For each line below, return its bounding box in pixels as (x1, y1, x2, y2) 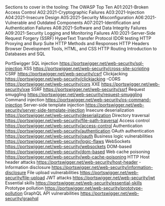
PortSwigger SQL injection (5, 61, 59, 66)
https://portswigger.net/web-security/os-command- (45, 97, 151, 102)
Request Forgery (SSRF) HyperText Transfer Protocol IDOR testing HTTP (5, 35, 152, 41)
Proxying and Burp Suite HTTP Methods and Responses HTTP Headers (5, 41, 149, 46)
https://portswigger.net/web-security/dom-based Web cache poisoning (5, 149, 150, 155)
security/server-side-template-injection (5, 107, 85, 113)
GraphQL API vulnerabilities (24, 190, 80, 196)
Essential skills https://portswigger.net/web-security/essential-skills (5, 180, 142, 185)
